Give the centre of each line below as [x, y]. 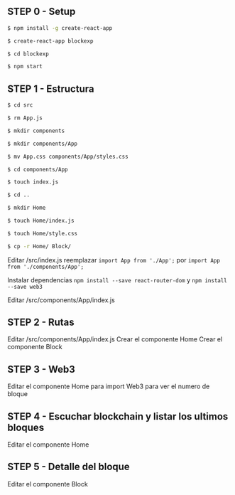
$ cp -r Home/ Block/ [39, 246]
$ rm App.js [25, 118]
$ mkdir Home [27, 208]
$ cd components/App [38, 169]
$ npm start [25, 67]
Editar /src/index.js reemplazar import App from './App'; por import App [114, 260]
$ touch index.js [33, 182]
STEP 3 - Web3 [42, 369]
